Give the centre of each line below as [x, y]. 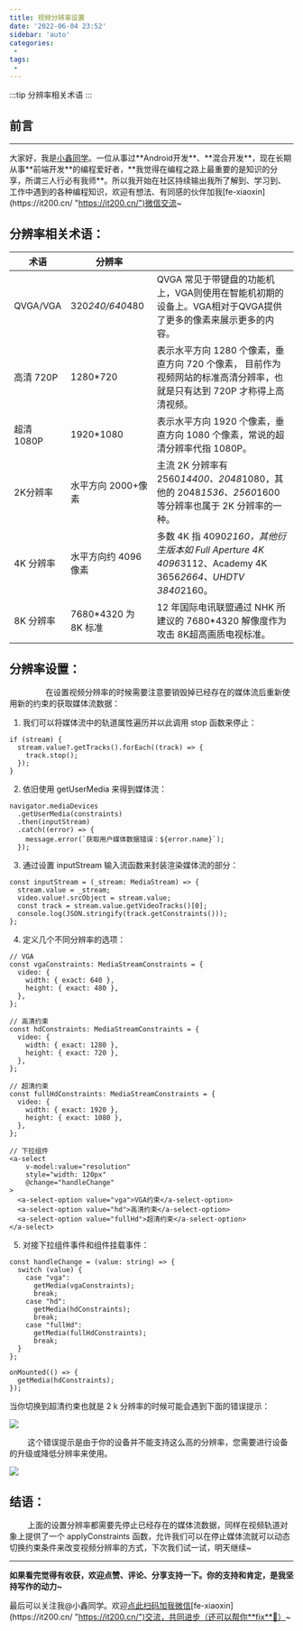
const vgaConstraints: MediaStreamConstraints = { [106, 965]
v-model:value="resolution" [78, 1167]
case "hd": [46, 1302]
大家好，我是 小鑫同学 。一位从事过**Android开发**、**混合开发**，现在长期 [151, 158]
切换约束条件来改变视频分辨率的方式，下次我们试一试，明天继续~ [131, 1548]
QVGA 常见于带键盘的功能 [211, 279]
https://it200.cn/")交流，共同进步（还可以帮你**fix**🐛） [182, 1617]
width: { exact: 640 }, [70, 980]
